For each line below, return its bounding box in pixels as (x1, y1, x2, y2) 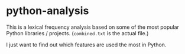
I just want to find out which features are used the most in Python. (6, 41, 167, 48)
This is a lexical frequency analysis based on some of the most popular (6, 23, 179, 31)
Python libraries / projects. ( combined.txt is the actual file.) (6, 29, 149, 36)
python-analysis (6, 4, 89, 18)
